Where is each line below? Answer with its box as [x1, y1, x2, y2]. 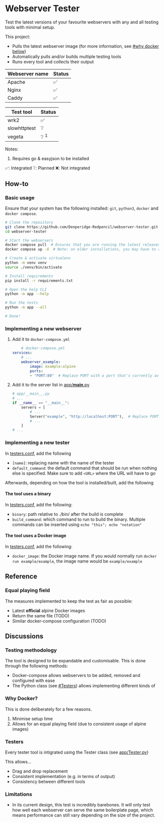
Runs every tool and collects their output [12, 59, 94, 64]
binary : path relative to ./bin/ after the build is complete [12, 511, 123, 517]
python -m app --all [5, 305, 47, 310]
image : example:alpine [30, 364, 76, 369]
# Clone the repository [5, 220, 54, 225]
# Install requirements [5, 274, 54, 278]
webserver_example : [21, 359, 61, 364]
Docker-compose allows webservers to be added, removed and [12, 673, 141, 678]
